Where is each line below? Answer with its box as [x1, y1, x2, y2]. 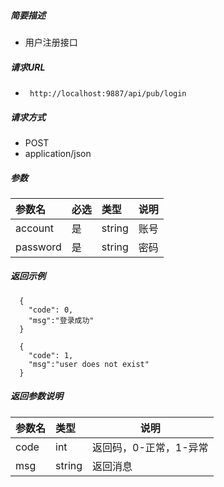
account [15, 221, 55, 235]
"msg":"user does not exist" [28, 359, 150, 369]
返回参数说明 [10, 390, 63, 402]
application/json [24, 147, 92, 159]
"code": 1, [28, 350, 74, 360]
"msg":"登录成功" [28, 315, 95, 325]
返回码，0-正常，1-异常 [92, 440, 209, 454]
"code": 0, [28, 305, 74, 315]
